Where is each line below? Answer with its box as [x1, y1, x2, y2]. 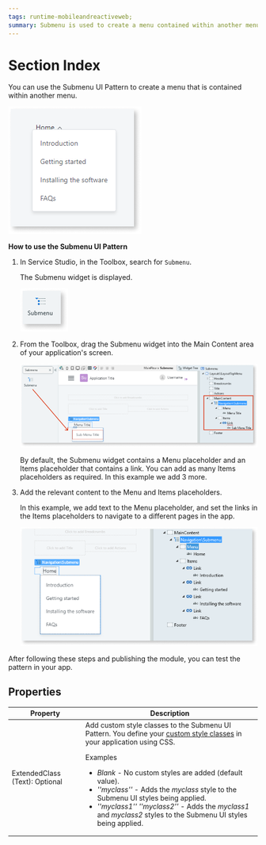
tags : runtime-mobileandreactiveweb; [8, 13, 133, 21]
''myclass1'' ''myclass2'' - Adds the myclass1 [97, 801, 249, 811]
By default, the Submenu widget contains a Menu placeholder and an [19, 455, 246, 465]
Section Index [8, 56, 101, 75]
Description [150, 709, 190, 718]
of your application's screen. [19, 348, 113, 357]
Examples [85, 752, 117, 762]
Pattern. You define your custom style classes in [85, 728, 242, 738]
